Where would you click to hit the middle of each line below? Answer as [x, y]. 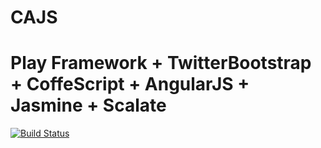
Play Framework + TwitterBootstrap [161, 63]
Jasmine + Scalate [88, 105]
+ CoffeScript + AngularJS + [130, 84]
